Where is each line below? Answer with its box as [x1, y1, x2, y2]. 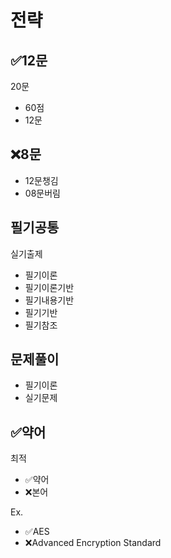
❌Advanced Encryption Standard [24, 537, 162, 549]
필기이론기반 [24, 281, 75, 293]
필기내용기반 [24, 294, 75, 306]
